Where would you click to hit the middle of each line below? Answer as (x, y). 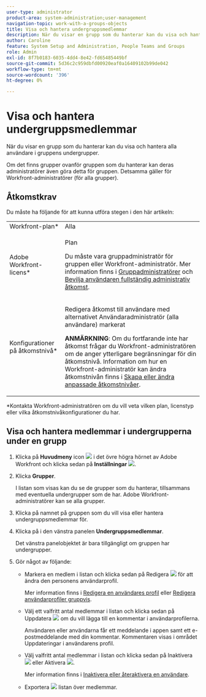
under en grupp (37, 441)
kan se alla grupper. (80, 500)
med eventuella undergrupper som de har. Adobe (77, 494)
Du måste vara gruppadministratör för (119, 256)
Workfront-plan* (34, 226)
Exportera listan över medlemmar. (71, 687)
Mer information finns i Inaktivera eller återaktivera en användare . (107, 674)
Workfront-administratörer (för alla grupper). (63, 178)
